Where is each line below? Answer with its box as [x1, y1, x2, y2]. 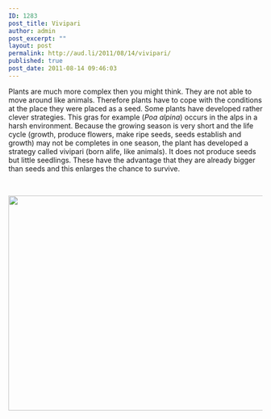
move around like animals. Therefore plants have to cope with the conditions [8, 94, 262, 105]
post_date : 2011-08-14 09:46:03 [8, 65, 117, 73]
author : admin [8, 27, 56, 35]
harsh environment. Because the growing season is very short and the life [8, 120, 254, 130]
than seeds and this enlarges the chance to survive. [8, 163, 181, 174]
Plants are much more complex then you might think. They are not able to [8, 86, 252, 96]
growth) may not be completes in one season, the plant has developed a [8, 138, 248, 148]
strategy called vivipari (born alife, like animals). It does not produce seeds [8, 146, 256, 156]
